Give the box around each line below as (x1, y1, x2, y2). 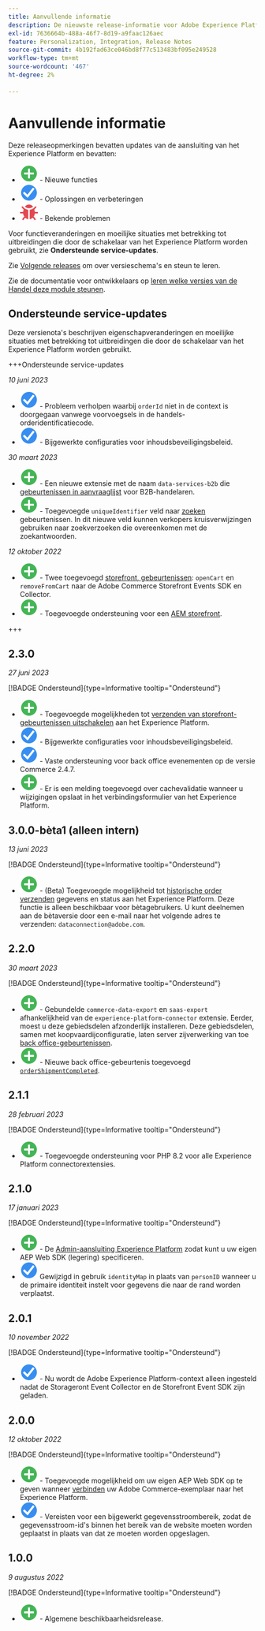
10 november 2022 (8, 1333, 69, 1342)
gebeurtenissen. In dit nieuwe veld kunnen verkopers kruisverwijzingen (19, 515, 252, 524)
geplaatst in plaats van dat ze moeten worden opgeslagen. (19, 1528, 211, 1538)
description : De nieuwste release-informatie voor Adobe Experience (8, 21, 238, 29)
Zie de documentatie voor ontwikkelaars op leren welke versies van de (8, 276, 238, 286)
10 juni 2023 (8, 375, 49, 385)
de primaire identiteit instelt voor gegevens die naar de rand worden (19, 1280, 241, 1289)
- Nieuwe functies (39, 174, 99, 185)
